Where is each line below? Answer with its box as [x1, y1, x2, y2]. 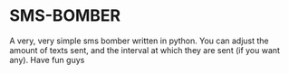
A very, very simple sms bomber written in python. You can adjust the [9, 35, 269, 46]
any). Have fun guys [9, 54, 85, 65]
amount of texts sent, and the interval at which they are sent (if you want [9, 44, 281, 55]
